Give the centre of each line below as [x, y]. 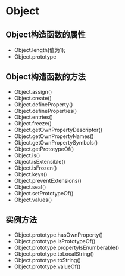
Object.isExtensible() [40, 161]
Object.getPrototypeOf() [44, 149]
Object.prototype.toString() [47, 260]
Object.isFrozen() [35, 168]
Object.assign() [33, 91]
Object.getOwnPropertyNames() [54, 136]
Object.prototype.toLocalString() [54, 254]
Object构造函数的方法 [46, 77]
